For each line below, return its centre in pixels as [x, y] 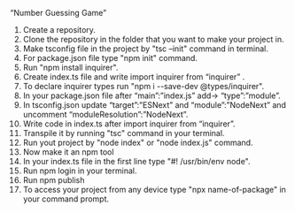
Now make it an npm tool [68, 152]
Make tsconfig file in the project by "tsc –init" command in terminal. [146, 49]
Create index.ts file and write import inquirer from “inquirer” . [134, 77]
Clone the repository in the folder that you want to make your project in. [153, 39]
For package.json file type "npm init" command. [110, 58]
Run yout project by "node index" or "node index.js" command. [138, 142]
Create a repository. [59, 30]
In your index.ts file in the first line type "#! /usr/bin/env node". [136, 161]
